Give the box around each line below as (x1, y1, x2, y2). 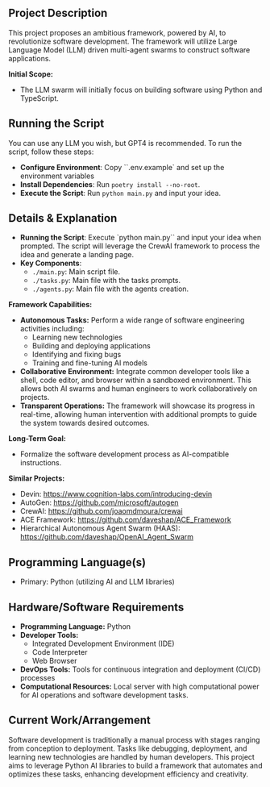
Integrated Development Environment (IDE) (31, 639, 175, 648)
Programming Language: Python (19, 622, 131, 631)
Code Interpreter (31, 648, 88, 657)
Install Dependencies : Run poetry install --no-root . (19, 179, 201, 189)
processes (19, 673, 56, 683)
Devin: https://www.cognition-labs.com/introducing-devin (19, 489, 213, 499)
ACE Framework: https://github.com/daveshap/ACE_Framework (19, 515, 231, 525)
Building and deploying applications (31, 341, 151, 351)
